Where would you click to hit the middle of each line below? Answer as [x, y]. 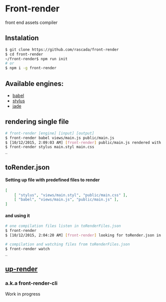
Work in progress [23, 294]
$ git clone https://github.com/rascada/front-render [62, 50]
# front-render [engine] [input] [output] [50, 133]
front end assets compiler [32, 22]
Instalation [22, 38]
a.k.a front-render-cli [32, 283]
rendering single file [37, 122]
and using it [18, 215]
